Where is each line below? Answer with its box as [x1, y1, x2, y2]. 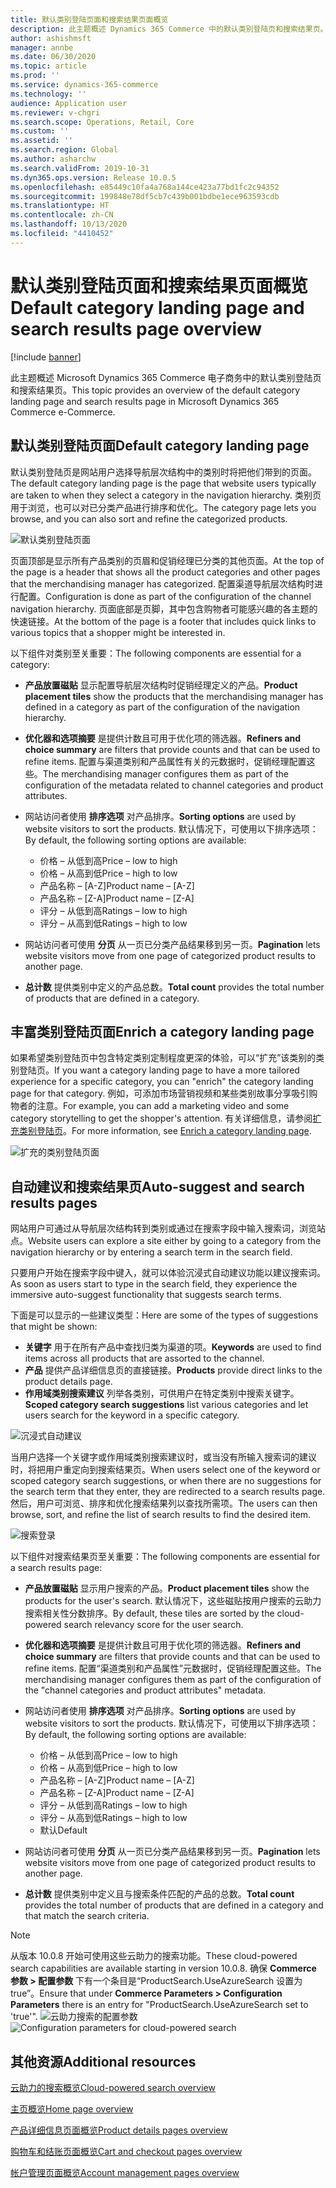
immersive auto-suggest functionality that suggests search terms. [10, 1289, 282, 1301]
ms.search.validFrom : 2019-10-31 [10, 163, 150, 173]
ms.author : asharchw [10, 154, 97, 164]
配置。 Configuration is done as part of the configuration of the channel [18, 590, 312, 602]
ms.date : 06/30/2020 [10, 52, 97, 62]
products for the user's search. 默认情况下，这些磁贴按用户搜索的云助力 [24, 1595, 322, 1607]
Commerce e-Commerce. [10, 406, 116, 418]
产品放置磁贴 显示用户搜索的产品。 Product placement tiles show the [24, 1582, 310, 1595]
